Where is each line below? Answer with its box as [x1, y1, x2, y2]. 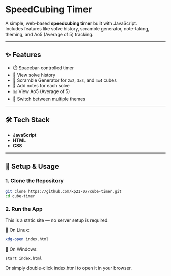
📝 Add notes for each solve [12, 82, 70, 88]
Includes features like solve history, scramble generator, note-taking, [5, 25, 150, 32]
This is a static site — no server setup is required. [5, 217, 109, 223]
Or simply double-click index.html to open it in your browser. [5, 265, 132, 271]
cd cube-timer [5, 194, 36, 199]
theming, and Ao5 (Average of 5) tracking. [5, 31, 94, 37]
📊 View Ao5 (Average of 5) [12, 88, 70, 95]
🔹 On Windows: [5, 246, 38, 252]
